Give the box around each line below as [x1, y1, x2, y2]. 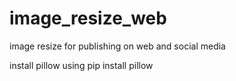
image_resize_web [9, 7, 167, 30]
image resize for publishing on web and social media [9, 40, 226, 52]
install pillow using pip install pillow [9, 59, 154, 71]
